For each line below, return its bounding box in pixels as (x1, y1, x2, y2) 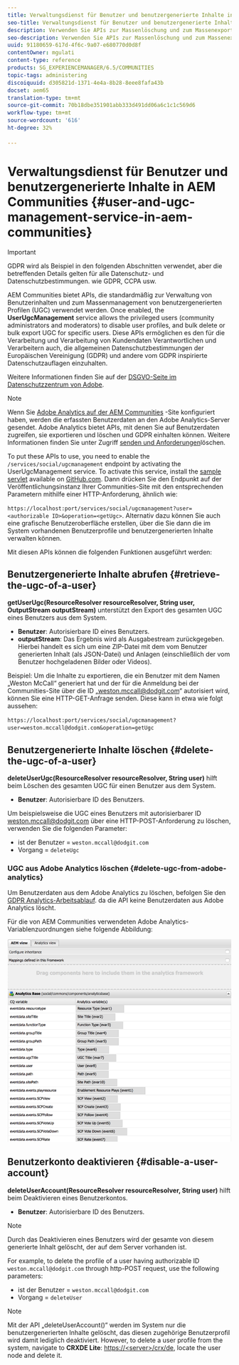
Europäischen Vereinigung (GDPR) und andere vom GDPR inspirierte (7, 351, 208, 359)
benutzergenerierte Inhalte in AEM (7, 178, 216, 195)
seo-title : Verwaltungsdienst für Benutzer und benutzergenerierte (7, 19, 212, 26)
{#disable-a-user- (136, 1156, 218, 1168)
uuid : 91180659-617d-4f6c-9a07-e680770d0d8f (7, 41, 142, 49)
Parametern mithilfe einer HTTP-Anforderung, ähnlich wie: (7, 489, 178, 499)
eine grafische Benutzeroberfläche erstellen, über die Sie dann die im (7, 518, 211, 527)
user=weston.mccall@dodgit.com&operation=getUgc (7, 725, 154, 732)
